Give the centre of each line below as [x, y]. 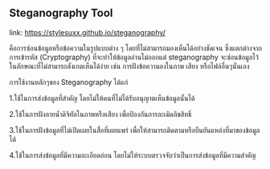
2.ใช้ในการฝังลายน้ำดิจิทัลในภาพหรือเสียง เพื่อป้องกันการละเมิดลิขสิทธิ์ [100, 114]
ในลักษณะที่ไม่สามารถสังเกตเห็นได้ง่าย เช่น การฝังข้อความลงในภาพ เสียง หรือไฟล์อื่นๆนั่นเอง [129, 66]
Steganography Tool [61, 13]
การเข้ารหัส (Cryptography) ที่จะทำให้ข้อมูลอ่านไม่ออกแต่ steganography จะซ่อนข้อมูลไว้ [134, 57]
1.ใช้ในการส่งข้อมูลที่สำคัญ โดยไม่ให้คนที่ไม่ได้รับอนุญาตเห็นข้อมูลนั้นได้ [102, 98]
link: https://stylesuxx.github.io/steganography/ [88, 32]
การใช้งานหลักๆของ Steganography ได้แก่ [69, 82]
